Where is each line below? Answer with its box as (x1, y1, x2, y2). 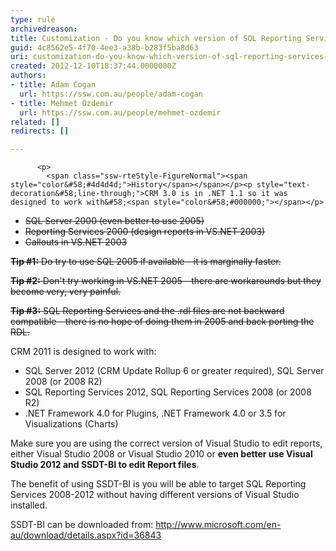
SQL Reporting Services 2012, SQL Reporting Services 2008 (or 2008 (24, 386, 312, 398)
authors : (10, 71, 47, 81)
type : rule (10, 14, 56, 25)
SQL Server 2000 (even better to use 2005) (24, 215, 205, 227)
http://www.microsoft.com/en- (155, 519, 282, 531)
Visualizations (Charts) (24, 418, 119, 430)
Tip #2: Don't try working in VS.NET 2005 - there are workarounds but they (10, 275, 322, 287)
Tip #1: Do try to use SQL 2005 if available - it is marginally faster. (10, 256, 282, 268)
